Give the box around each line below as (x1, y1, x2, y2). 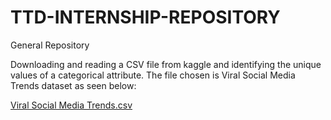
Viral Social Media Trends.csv (10, 99, 133, 111)
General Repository (10, 39, 90, 51)
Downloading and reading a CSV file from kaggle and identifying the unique (10, 58, 322, 70)
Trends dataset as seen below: (10, 79, 137, 91)
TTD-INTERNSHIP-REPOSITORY (10, 6, 281, 29)
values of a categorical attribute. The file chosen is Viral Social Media (10, 69, 296, 81)
